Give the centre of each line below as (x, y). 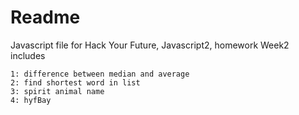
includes (28, 55)
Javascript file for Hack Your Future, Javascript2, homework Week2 (150, 45)
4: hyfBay (31, 100)
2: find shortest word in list (75, 82)
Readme (45, 17)
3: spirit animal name (57, 91)
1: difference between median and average (100, 74)
